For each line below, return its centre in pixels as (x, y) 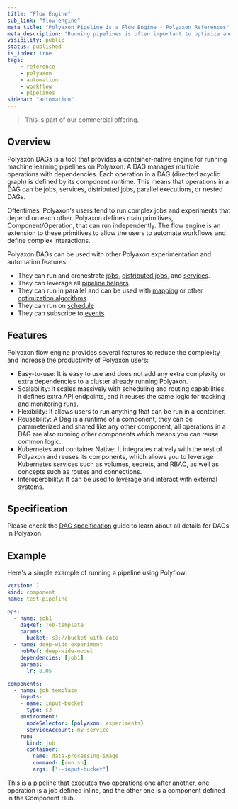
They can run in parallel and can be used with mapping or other (110, 290)
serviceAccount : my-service (68, 730)
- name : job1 (33, 618)
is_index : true (30, 54)
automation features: (38, 261)
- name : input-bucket (52, 703)
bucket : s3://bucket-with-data (72, 638)
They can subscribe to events (61, 313)
